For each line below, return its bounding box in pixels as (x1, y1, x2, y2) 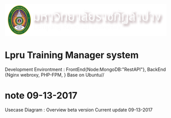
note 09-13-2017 (5, 90, 78, 102)
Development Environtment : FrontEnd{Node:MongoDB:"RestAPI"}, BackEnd (5, 66, 166, 72)
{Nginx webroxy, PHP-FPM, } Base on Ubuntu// (5, 71, 105, 78)
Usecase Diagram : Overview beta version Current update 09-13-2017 (5, 107, 153, 113)
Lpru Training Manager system (5, 49, 139, 61)
